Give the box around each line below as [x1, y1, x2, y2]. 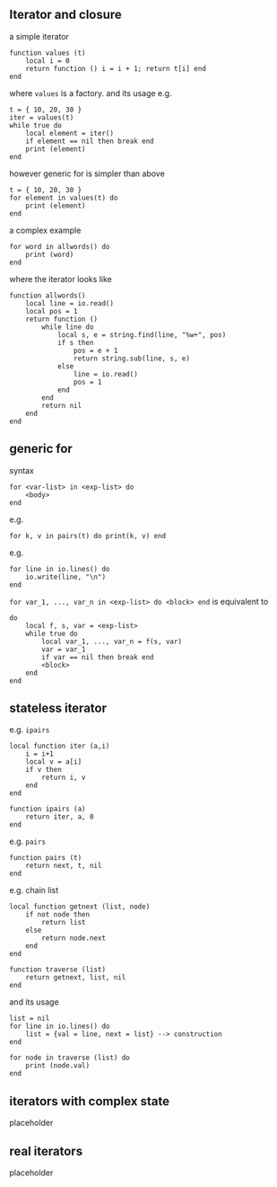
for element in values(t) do [9, 193, 118, 202]
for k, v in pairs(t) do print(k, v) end [9, 531, 167, 540]
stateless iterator [9, 701, 108, 716]
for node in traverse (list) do [9, 1053, 130, 1063]
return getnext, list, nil [25, 973, 126, 982]
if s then [56, 338, 94, 347]
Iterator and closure [9, 7, 123, 22]
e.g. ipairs [9, 724, 50, 735]
